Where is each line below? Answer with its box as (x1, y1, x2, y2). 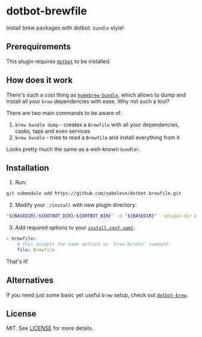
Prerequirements (6, 42, 71, 52)
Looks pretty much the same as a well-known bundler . (6, 145, 141, 153)
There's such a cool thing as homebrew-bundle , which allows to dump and (6, 91, 186, 98)
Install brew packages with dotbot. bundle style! (6, 24, 124, 31)
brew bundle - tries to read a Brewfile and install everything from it (14, 134, 180, 141)
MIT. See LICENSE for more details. (6, 324, 94, 332)
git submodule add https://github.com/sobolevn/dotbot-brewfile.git (6, 191, 182, 197)
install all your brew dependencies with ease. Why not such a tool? (6, 98, 170, 105)
